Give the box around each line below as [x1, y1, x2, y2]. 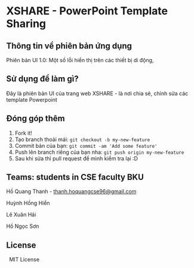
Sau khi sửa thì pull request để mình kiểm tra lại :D [14, 154, 138, 162]
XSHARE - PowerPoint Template [6, 4, 168, 18]
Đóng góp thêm [6, 114, 65, 124]
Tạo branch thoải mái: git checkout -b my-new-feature [14, 136, 150, 143]
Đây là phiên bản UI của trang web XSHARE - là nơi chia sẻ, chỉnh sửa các [6, 90, 189, 97]
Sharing [6, 17, 47, 31]
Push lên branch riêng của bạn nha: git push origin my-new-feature [14, 148, 184, 156]
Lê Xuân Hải [6, 211, 36, 218]
